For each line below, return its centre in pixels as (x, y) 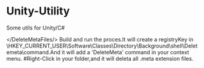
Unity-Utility (38, 11)
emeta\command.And (33, 52)
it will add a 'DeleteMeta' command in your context (125, 52)
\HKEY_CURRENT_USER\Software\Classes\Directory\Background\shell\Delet (102, 46)
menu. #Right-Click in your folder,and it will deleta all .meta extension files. (100, 58)
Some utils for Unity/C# (36, 28)
